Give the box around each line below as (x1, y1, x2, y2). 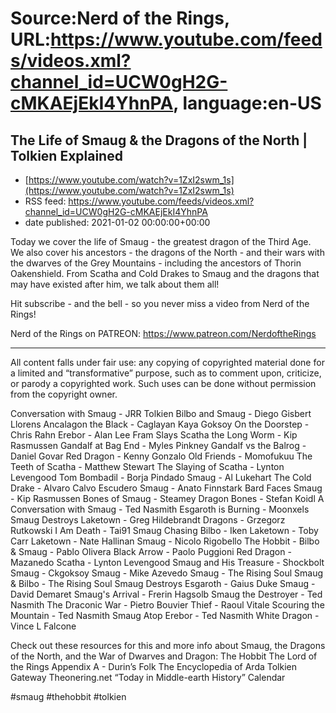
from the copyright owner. (10, 388, 118, 400)
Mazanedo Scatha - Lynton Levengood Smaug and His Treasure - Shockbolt (10, 557, 325, 568)
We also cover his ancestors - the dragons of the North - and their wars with (10, 247, 325, 258)
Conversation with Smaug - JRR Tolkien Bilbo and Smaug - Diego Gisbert (10, 408, 312, 419)
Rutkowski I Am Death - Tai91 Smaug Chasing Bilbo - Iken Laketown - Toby (10, 525, 319, 536)
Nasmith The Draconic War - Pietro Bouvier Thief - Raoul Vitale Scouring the (10, 599, 325, 611)
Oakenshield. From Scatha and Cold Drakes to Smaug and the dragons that (10, 268, 320, 279)
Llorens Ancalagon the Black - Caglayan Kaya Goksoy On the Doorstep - (10, 418, 310, 430)
